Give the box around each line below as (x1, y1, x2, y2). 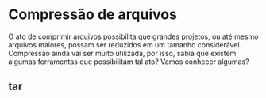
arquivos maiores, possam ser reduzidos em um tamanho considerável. (8, 40, 242, 49)
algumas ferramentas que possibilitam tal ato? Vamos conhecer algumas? (8, 57, 249, 66)
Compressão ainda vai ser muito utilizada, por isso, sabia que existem (8, 48, 237, 58)
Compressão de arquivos (8, 6, 177, 24)
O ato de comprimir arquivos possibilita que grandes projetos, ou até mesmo (8, 32, 259, 41)
